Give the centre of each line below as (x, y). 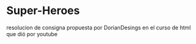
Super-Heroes (43, 11)
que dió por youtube (32, 34)
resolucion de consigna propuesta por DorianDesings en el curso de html (99, 28)
